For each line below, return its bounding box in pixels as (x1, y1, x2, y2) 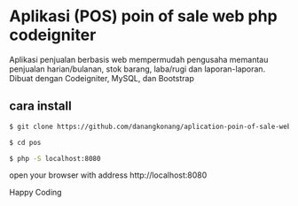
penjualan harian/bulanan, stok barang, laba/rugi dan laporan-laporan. (9, 64, 266, 74)
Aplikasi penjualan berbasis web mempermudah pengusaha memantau (9, 54, 269, 65)
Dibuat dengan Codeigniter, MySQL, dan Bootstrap (9, 72, 195, 83)
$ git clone (9, 122, 53, 131)
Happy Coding (9, 187, 62, 198)
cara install (9, 99, 73, 114)
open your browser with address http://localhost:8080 (9, 170, 208, 180)
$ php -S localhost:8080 (9, 154, 101, 163)
